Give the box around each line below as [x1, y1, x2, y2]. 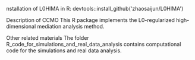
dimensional [6, 23, 36, 30]
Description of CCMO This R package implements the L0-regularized [6, 17, 175, 23]
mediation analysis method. [37, 23, 105, 30]
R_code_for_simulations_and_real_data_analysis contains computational [6, 41, 181, 48]
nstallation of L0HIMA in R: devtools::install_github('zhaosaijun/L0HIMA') [6, 5, 184, 12]
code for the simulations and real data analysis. [6, 47, 122, 54]
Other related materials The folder [6, 34, 89, 41]
